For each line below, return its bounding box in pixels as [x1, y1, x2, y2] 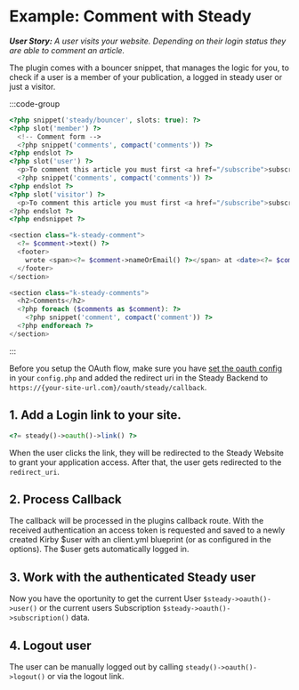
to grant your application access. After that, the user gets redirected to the [9, 456, 282, 468]
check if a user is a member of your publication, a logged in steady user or [9, 71, 283, 82]
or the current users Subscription [39, 603, 162, 614]
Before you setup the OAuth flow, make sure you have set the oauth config [9, 363, 283, 373]
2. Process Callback [9, 492, 122, 507]
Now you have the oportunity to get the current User [9, 593, 202, 604]
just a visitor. [9, 81, 56, 92]
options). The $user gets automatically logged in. [9, 544, 190, 555]
